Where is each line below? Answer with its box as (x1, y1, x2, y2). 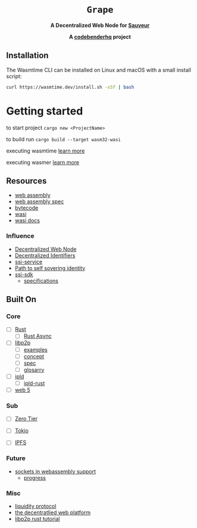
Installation (6, 51, 49, 61)
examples (23, 346, 48, 353)
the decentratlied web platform (14, 509, 91, 516)
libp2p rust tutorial (14, 515, 60, 523)
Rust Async (23, 333, 52, 340)
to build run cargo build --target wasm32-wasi (6, 135, 121, 142)
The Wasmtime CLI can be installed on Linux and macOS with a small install (6, 66, 192, 73)
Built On (6, 294, 37, 305)
